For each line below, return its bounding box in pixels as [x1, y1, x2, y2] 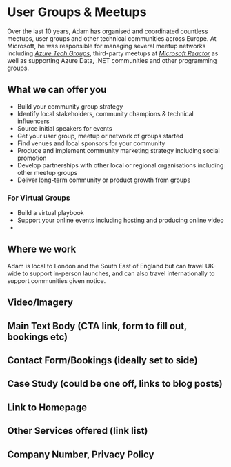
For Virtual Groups [7, 193, 70, 203]
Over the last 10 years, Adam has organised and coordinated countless [7, 27, 208, 35]
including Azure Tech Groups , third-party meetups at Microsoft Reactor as [7, 49, 219, 57]
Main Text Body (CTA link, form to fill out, [7, 320, 188, 332]
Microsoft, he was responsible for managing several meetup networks [7, 42, 206, 50]
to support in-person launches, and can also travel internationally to [22, 269, 215, 277]
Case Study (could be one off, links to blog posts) [7, 378, 223, 390]
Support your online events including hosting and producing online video [17, 216, 224, 225]
